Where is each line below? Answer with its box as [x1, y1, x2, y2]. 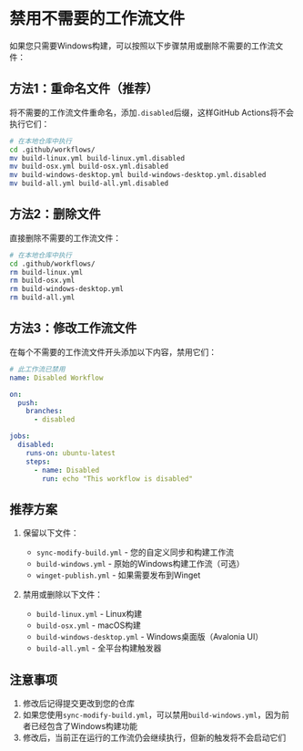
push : [17, 398, 39, 407]
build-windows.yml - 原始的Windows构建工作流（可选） [35, 558, 245, 569]
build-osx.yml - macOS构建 [35, 620, 141, 631]
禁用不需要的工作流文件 [9, 8, 186, 29]
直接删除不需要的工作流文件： [9, 232, 121, 243]
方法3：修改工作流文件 [9, 320, 137, 336]
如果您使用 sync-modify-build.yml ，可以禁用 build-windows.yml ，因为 [22, 709, 282, 720]
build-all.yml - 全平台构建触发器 [35, 642, 162, 653]
